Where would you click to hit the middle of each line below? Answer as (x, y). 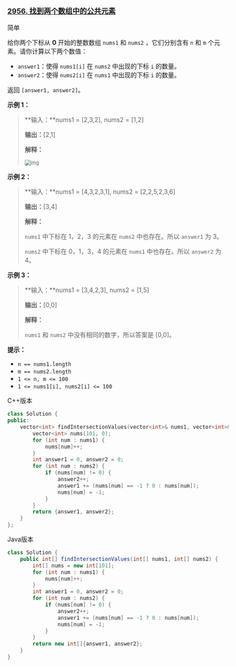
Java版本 (20, 539)
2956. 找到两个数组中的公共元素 (61, 11)
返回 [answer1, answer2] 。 (46, 90)
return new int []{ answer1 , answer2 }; (87, 644)
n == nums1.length (44, 364)
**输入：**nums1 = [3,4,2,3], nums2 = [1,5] (87, 290)
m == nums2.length (44, 372)
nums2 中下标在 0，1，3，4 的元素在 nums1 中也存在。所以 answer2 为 (123, 251)
